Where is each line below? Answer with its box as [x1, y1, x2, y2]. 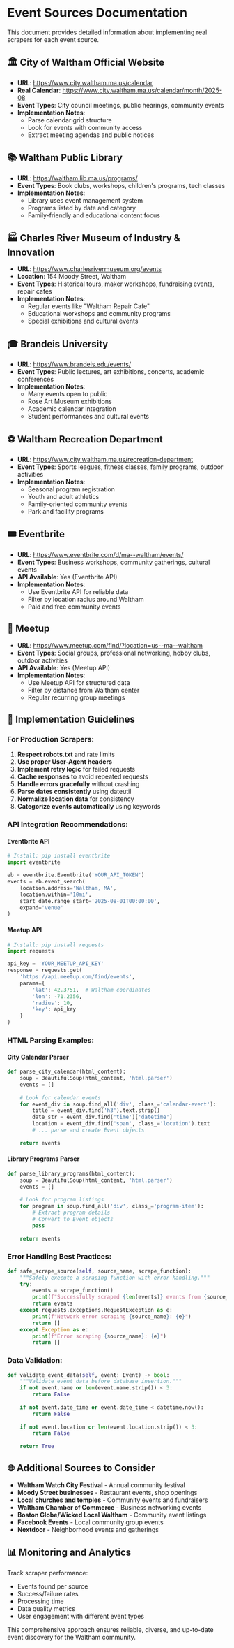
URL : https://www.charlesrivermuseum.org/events [17, 265, 162, 273]
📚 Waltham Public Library [7, 152, 123, 164]
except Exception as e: [19, 1326, 89, 1333]
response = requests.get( [7, 967, 82, 974]
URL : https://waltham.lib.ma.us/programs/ [17, 173, 138, 182]
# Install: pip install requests [7, 941, 104, 948]
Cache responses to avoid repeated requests [17, 772, 148, 781]
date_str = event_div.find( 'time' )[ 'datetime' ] [32, 1113, 173, 1121]
